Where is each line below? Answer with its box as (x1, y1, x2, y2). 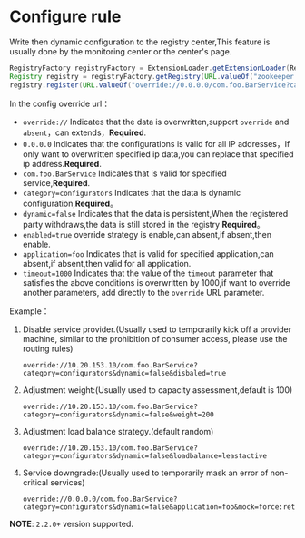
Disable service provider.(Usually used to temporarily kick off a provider (22, 324, 292, 335)
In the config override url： (9, 98, 111, 109)
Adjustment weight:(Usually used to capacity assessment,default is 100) (22, 384, 293, 396)
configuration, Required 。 (22, 198, 118, 209)
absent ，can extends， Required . (22, 127, 147, 138)
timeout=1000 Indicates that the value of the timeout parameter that (22, 268, 274, 279)
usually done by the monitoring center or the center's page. (9, 45, 232, 56)
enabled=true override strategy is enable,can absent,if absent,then (22, 229, 272, 240)
